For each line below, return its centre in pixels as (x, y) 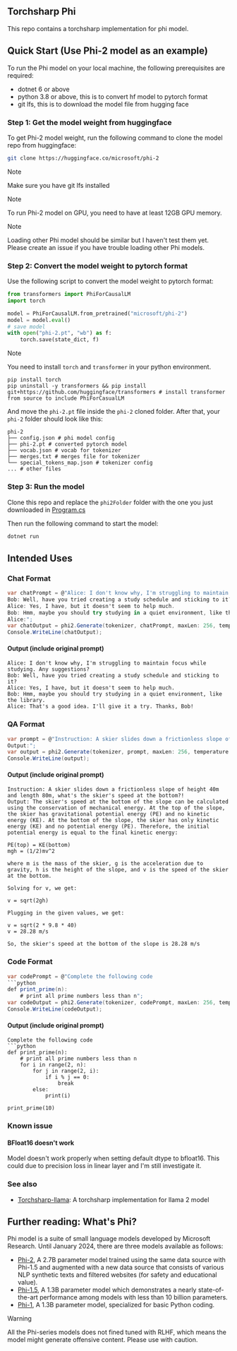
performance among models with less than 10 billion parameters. (134, 1297)
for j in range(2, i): (66, 1071)
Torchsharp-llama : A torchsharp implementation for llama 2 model (113, 1199)
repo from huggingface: (42, 145)
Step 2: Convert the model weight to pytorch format (98, 266)
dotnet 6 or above (43, 89)
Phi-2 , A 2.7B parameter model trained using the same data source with (121, 1260)
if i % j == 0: (67, 1077)
